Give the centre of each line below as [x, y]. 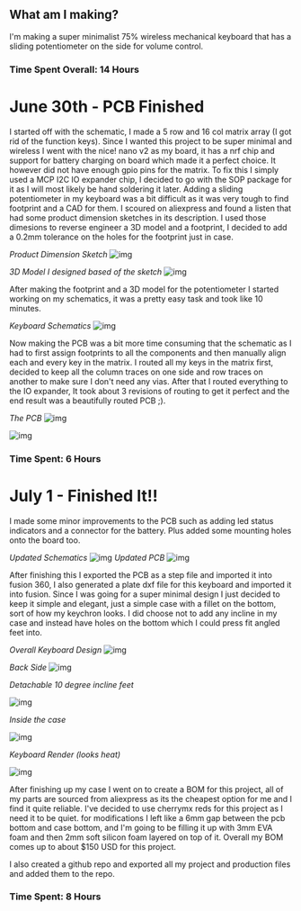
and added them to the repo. [62, 873]
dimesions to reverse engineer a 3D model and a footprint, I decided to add [148, 227]
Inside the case [38, 719]
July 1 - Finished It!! [84, 496]
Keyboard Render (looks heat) [65, 754]
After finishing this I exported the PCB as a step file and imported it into [141, 574]
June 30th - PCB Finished [107, 106]
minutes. [26, 308]
